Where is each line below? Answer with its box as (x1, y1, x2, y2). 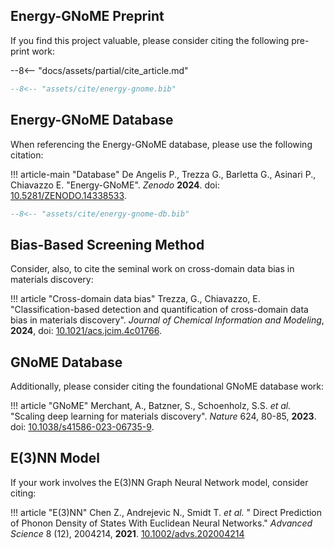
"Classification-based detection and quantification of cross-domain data (10, 304, 309, 316)
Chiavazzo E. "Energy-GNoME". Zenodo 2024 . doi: (10, 179, 220, 191)
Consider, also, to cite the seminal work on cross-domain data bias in (10, 263, 295, 275)
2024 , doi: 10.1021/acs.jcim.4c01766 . (10, 325, 163, 337)
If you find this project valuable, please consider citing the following (10, 34, 290, 46)
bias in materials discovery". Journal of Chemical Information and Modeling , (10, 314, 325, 326)
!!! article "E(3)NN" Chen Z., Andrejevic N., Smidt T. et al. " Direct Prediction (10, 506, 323, 518)
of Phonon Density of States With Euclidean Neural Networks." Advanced (10, 517, 313, 529)
